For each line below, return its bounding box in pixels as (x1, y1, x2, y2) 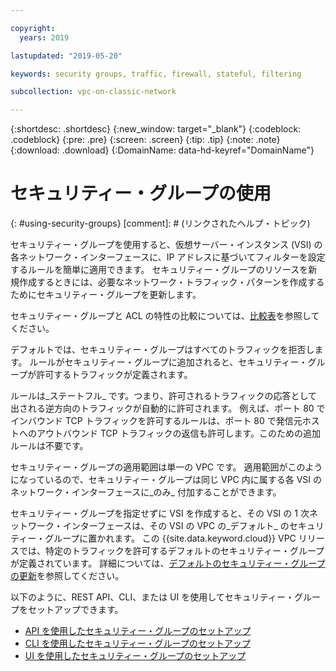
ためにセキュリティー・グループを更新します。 (10, 289, 202, 301)
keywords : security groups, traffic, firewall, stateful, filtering (10, 69, 302, 79)
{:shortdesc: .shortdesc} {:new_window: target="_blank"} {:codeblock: (10, 123, 302, 135)
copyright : (10, 23, 56, 33)
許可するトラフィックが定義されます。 (36, 369, 193, 381)
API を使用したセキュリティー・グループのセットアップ (24, 625, 252, 637)
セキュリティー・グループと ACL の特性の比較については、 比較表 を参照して (10, 310, 320, 322)
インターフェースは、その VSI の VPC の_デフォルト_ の (62, 520, 290, 532)
